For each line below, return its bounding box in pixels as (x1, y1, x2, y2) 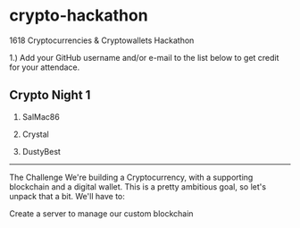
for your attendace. (9, 62, 80, 72)
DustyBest (21, 146, 61, 156)
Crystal (21, 129, 49, 139)
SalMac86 (21, 111, 60, 122)
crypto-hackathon (9, 5, 149, 26)
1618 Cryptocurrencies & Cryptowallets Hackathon (9, 35, 195, 46)
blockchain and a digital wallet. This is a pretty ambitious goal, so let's (9, 181, 266, 192)
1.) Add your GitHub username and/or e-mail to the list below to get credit (9, 52, 279, 63)
